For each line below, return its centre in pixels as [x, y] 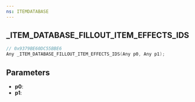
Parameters [28, 72]
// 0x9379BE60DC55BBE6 [34, 49]
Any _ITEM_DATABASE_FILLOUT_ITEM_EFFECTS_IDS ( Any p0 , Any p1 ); [86, 54]
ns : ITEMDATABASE [27, 11]
